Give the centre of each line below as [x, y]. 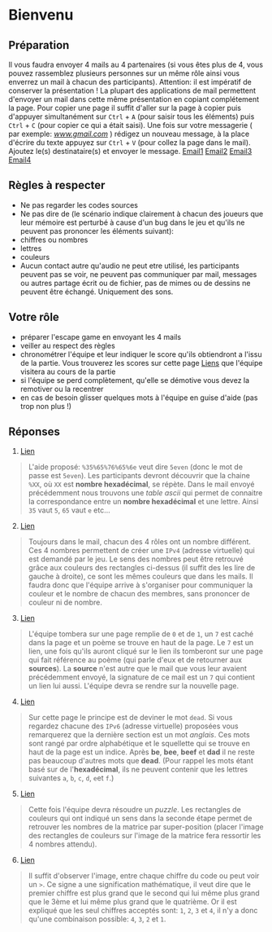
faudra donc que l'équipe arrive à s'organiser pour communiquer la [140, 585]
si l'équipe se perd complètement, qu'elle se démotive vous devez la [135, 380]
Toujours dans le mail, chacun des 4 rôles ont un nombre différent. [140, 542]
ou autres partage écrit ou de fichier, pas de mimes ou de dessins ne [135, 283]
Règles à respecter [57, 185]
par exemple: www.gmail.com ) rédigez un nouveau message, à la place [129, 134]
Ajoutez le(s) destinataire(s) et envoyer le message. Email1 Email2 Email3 [130, 151]
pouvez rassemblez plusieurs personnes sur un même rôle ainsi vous [124, 73]
